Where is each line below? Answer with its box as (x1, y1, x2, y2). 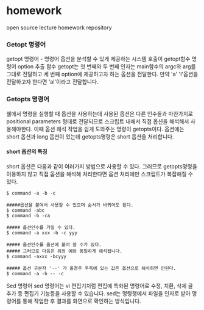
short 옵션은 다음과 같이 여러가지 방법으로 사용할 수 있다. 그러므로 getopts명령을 (6, 162, 198, 170)
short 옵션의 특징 (6, 148, 47, 156)
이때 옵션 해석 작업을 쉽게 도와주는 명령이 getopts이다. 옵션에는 (33, 125, 185, 132)
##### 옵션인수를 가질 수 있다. (6, 224, 76, 231)
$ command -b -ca (6, 212, 51, 218)
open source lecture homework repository (6, 24, 112, 31)
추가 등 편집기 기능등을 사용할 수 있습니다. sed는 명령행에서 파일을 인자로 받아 (6, 289, 191, 297)
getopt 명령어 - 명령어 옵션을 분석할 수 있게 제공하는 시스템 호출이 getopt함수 (6, 56, 191, 63)
